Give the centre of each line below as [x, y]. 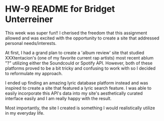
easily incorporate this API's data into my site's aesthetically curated [74, 93]
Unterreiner [29, 19]
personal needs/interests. [31, 43]
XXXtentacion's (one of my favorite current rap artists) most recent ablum [79, 58]
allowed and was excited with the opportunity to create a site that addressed [82, 38]
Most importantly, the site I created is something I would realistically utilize [80, 108]
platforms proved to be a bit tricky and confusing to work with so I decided [80, 68]
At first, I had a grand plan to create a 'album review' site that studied [75, 53]
